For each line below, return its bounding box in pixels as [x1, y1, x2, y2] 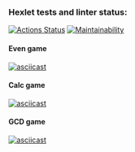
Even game [8, 43, 47, 53]
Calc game [8, 80, 46, 90]
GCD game [8, 117, 46, 127]
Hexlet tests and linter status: [8, 7, 128, 18]
